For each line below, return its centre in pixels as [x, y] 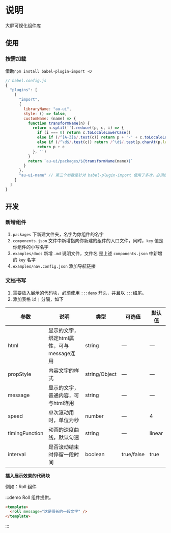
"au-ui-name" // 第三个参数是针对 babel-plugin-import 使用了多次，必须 [91, 175]
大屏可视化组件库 [23, 25]
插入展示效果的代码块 [27, 475]
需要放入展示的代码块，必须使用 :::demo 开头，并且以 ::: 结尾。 [79, 293]
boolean [95, 454]
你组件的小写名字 [31, 247]
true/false [133, 454]
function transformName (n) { [59, 123]
